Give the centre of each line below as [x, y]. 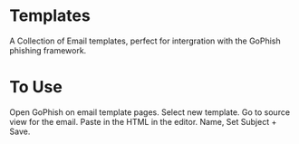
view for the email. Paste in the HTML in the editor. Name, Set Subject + [143, 121]
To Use [36, 87]
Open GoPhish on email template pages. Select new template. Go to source [150, 112]
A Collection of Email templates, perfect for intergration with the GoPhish [145, 41]
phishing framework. [48, 50]
